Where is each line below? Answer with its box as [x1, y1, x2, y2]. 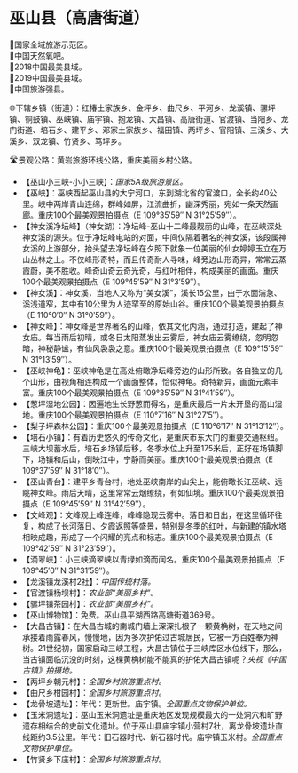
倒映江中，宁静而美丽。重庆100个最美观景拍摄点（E [83, 454, 273, 465]
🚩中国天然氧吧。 [9, 50, 69, 60]
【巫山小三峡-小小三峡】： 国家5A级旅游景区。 [21, 176, 188, 187]
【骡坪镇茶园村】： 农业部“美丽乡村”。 [21, 598, 159, 609]
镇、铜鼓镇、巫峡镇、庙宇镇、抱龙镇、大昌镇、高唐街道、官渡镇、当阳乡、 [9, 113, 281, 124]
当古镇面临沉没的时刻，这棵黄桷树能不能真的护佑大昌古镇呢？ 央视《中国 [21, 654, 286, 665]
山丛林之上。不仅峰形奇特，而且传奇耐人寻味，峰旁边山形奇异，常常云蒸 [21, 254, 286, 265]
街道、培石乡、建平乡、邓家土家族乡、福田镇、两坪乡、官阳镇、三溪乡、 [16, 124, 281, 135]
